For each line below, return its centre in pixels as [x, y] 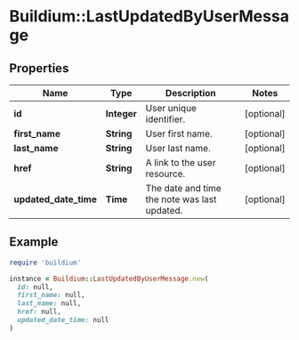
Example [34, 242]
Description [190, 93]
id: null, [35, 287]
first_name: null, [52, 295]
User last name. [178, 148]
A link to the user [181, 162]
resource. [166, 174]
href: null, [40, 312]
